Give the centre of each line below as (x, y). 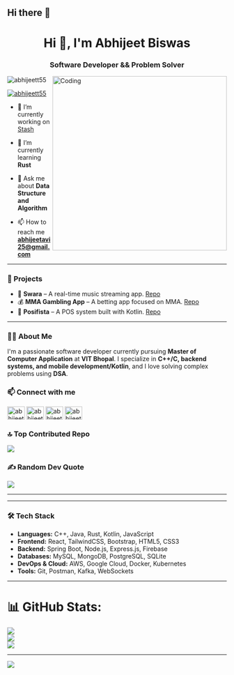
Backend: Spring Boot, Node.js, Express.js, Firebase (93, 549)
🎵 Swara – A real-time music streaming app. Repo (89, 294)
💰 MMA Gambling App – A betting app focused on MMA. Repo (108, 302)
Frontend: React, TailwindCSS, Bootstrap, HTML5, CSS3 (98, 541)
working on (33, 121)
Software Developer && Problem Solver (117, 65)
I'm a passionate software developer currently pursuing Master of (102, 351)
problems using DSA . (38, 374)
